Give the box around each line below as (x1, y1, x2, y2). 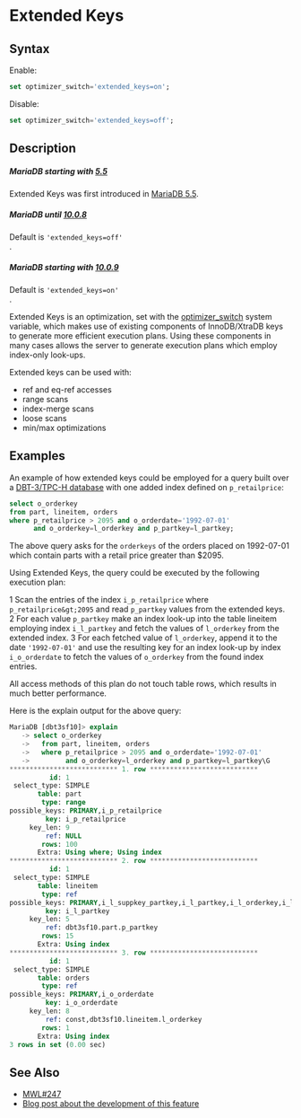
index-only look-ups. (9, 349, 86, 360)
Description (9, 141, 76, 156)
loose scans (21, 413, 67, 424)
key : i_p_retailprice (45, 814, 126, 823)
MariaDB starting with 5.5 (9, 165, 108, 176)
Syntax (9, 41, 50, 57)
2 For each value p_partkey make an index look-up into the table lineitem (9, 613, 278, 624)
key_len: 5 (29, 915, 70, 924)
